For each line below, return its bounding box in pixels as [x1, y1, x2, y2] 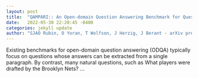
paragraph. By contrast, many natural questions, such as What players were [6, 59, 190, 66]
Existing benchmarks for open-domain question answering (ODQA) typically [6, 46, 191, 53]
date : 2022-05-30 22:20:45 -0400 [6, 19, 94, 25]
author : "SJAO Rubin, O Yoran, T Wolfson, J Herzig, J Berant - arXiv [6, 30, 183, 36]
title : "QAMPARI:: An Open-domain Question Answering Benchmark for [6, 14, 181, 20]
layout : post [6, 8, 38, 15]
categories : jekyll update [6, 25, 72, 31]
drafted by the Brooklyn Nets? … [6, 65, 85, 72]
